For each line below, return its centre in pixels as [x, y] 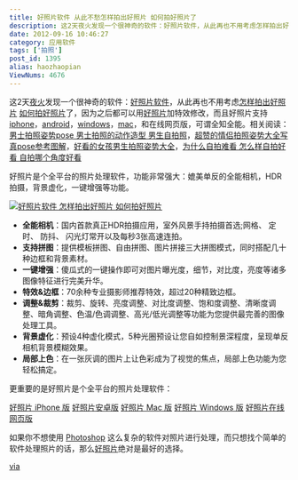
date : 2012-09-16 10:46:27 [59, 34]
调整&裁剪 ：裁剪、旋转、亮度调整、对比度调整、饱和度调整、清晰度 [145, 302]
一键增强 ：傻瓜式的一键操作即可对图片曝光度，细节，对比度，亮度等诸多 [154, 269]
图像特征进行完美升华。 [65, 280]
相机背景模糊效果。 [57, 347]
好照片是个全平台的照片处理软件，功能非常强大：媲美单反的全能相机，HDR [145, 176]
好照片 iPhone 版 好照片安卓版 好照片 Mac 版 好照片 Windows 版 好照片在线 [147, 407]
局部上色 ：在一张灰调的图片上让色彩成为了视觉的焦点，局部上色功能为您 [154, 358]
